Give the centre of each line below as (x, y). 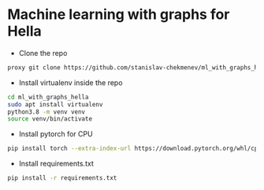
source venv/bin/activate (50, 119)
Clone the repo (43, 53)
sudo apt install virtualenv (55, 104)
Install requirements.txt (56, 164)
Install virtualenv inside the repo (71, 82)
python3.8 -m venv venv (46, 112)
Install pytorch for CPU (56, 134)
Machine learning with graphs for (119, 15)
